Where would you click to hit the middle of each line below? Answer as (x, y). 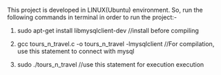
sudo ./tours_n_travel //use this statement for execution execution (110, 64)
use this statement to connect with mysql (76, 51)
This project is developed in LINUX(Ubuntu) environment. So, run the (105, 10)
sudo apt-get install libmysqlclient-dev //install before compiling (108, 31)
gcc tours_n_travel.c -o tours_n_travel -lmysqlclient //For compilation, (116, 44)
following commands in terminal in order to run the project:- (92, 17)
